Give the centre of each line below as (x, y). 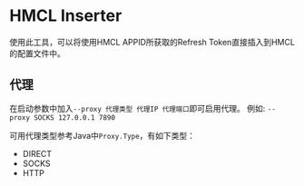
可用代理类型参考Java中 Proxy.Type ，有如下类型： (102, 135)
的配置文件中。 (37, 53)
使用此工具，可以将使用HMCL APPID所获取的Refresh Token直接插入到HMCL (152, 42)
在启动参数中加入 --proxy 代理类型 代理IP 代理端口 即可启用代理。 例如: (137, 108)
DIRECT (37, 153)
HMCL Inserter (66, 16)
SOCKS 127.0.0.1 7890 (74, 117)
